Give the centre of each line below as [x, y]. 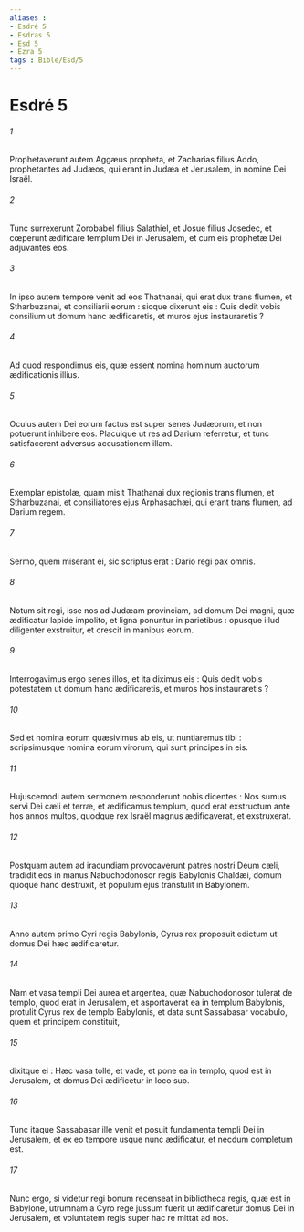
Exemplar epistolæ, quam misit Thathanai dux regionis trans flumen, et [142, 493]
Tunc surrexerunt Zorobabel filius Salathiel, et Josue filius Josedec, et [141, 228]
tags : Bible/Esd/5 [47, 60]
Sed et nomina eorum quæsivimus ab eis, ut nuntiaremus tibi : [126, 738]
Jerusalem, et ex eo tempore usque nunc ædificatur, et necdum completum [152, 1139]
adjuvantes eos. [39, 247]
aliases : [28, 18]
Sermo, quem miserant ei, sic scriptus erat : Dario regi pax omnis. [132, 561]
